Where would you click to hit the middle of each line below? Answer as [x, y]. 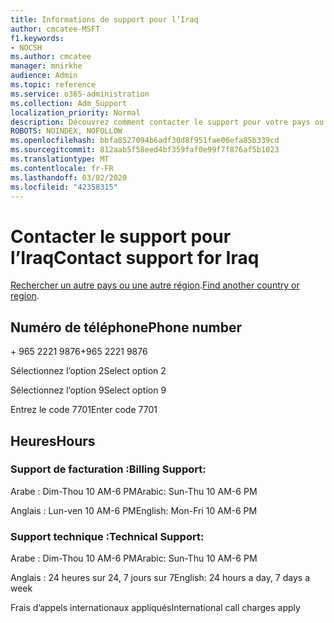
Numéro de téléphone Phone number [126, 327]
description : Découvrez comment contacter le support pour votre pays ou [167, 122]
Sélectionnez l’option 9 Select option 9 [88, 390]
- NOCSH [26, 47]
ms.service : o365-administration [80, 94]
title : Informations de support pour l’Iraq [104, 19]
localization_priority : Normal [75, 112]
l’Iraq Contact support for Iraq [135, 257]
